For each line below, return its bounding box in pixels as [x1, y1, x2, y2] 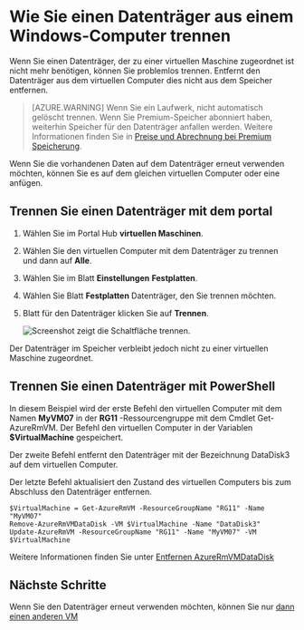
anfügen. [9, 177, 43, 188]
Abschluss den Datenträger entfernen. [9, 486, 152, 497]
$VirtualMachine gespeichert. [9, 431, 124, 442]
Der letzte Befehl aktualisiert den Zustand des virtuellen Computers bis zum [9, 476, 291, 487]
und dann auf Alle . [22, 255, 92, 266]
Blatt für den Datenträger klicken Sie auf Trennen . [22, 307, 210, 318]
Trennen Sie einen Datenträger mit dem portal [9, 204, 273, 219]
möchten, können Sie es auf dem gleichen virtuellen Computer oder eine [9, 168, 280, 179]
